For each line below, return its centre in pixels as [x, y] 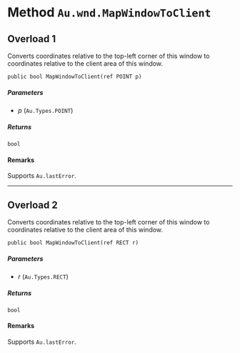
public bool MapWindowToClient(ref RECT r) [73, 243]
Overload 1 [32, 39]
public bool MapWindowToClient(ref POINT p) [75, 76]
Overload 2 [33, 205]
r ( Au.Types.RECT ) [43, 277]
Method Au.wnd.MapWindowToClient [109, 13]
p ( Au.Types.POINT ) [45, 110]
